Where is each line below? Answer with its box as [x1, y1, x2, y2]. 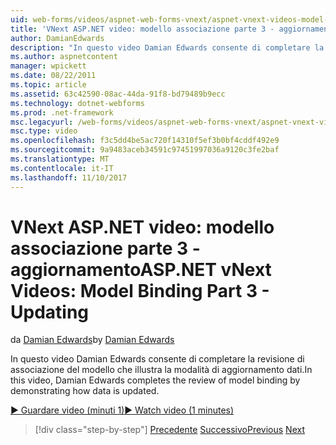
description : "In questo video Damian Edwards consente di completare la [10, 42, 325, 53]
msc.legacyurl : [10, 117, 74, 127]
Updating [10, 301, 90, 323]
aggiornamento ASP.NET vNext [10, 258, 272, 281]
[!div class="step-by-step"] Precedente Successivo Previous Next [34, 424, 305, 436]
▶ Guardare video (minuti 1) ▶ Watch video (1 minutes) [10, 404, 235, 416]
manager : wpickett [10, 61, 87, 71]
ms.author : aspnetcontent [10, 52, 118, 62]
